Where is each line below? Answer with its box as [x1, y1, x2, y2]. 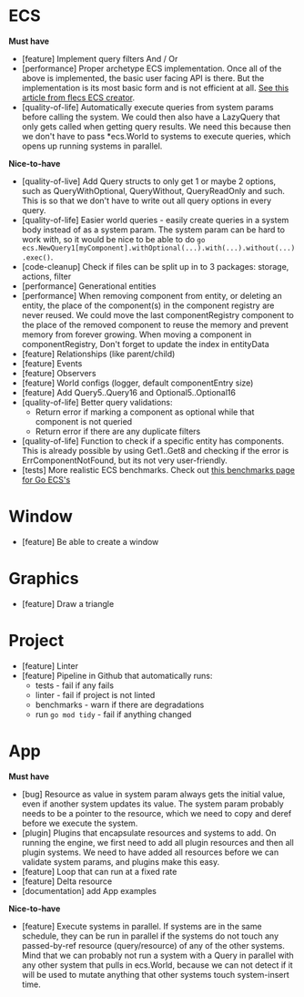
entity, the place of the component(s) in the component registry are [21, 300, 275, 311]
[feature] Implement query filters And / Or [21, 53, 178, 64]
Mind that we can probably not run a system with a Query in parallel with [21, 950, 295, 961]
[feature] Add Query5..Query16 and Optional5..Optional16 [21, 386, 236, 397]
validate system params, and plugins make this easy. [21, 856, 220, 867]
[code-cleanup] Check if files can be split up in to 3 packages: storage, [21, 261, 289, 272]
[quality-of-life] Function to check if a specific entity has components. [21, 435, 284, 447]
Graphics [8, 569, 79, 589]
